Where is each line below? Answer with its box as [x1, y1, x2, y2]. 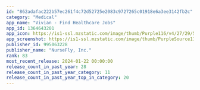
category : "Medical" [6, 14, 58, 20]
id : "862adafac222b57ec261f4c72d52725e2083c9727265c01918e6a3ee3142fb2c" [6, 8, 193, 15]
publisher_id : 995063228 [6, 42, 68, 48]
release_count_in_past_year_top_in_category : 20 [6, 75, 129, 81]
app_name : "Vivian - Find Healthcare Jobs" [6, 20, 116, 25]
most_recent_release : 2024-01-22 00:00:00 [6, 58, 113, 64]
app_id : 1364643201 [6, 25, 55, 31]
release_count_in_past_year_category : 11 [6, 69, 111, 75]
